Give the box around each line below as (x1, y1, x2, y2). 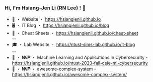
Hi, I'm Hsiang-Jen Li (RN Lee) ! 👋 (4, 4, 86, 11)
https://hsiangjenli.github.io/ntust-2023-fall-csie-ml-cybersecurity (11, 60, 148, 66)
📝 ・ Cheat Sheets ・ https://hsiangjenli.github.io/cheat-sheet (11, 30, 139, 36)
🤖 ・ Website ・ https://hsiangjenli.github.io (11, 16, 101, 22)
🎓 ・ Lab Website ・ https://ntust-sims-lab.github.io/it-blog (11, 41, 135, 47)
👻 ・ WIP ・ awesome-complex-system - (11, 66, 96, 72)
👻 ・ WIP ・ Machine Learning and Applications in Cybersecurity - (11, 54, 148, 61)
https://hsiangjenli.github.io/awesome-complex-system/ (11, 72, 127, 78)
